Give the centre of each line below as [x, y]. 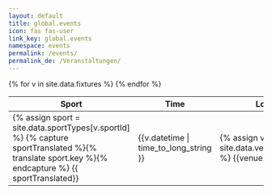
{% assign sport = [47, 117]
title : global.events [45, 23]
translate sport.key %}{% [60, 158]
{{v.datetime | [164, 137]
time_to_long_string [175, 148]
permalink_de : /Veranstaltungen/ [65, 61]
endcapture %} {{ [45, 168]
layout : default [36, 16]
